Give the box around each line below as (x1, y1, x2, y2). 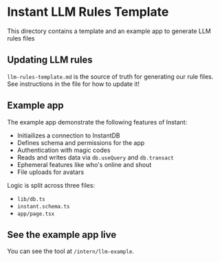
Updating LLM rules (7, 54, 93, 66)
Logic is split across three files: (7, 181, 95, 189)
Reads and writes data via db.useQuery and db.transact (16, 153, 174, 162)
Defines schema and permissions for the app (16, 138, 145, 146)
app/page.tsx (16, 210, 55, 217)
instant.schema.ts (16, 203, 70, 210)
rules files (7, 34, 35, 42)
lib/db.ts (16, 195, 46, 203)
